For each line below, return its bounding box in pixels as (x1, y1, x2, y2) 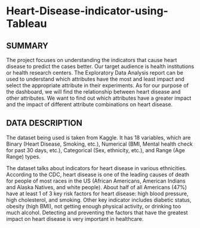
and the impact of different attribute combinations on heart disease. (6, 101, 173, 108)
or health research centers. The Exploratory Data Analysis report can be (6, 69, 183, 76)
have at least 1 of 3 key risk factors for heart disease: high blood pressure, (6, 190, 189, 197)
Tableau (6, 17, 47, 30)
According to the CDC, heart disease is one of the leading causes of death (6, 171, 190, 178)
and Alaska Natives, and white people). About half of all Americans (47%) (6, 183, 187, 190)
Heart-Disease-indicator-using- (6, 4, 168, 18)
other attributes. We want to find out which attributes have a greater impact (6, 94, 192, 101)
